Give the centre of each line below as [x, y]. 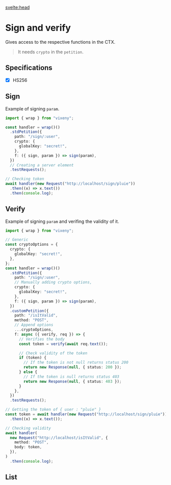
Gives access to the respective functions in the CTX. [60, 42]
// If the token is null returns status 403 [72, 377]
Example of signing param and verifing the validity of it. [62, 221]
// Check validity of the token [53, 353]
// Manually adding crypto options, [53, 282]
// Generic [17, 240]
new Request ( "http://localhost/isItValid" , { [59, 438]
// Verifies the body [42, 339]
